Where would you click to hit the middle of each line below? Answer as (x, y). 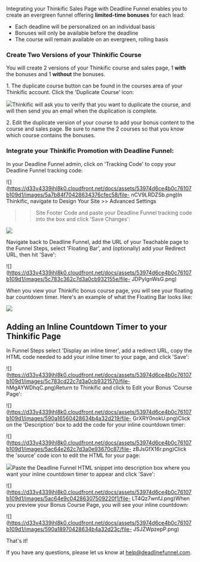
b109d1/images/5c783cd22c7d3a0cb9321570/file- (68, 381)
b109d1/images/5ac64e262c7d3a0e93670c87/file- (69, 449)
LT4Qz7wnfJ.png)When (161, 498)
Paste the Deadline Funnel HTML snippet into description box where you (101, 468)
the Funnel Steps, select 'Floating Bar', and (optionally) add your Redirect (96, 248)
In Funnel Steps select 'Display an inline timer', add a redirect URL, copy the (99, 351)
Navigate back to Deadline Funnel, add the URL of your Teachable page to (98, 241)
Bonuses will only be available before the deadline (76, 33)
